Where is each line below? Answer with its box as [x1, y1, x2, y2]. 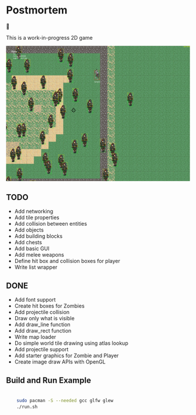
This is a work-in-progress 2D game [6, 34, 93, 41]
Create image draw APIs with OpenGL [14, 358, 106, 365]
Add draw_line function [14, 321, 71, 328]
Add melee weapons [14, 251, 64, 258]
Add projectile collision [14, 309, 70, 316]
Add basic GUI [14, 245, 50, 252]
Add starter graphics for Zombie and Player [14, 352, 119, 359]
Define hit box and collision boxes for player [14, 258, 121, 265]
